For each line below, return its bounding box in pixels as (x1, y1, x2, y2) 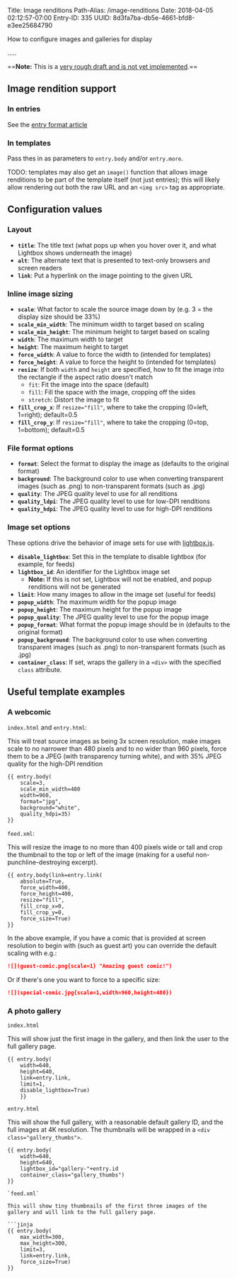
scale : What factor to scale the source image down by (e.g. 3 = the (17, 304, 213, 313)
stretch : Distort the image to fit (28, 395, 120, 404)
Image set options (7, 522, 71, 532)
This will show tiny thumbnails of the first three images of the (7, 1203, 207, 1210)
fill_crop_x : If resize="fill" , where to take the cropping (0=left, (17, 402, 209, 411)
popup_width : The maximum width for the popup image (17, 597, 177, 606)
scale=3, (20, 780, 46, 787)
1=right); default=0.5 (17, 410, 78, 419)
